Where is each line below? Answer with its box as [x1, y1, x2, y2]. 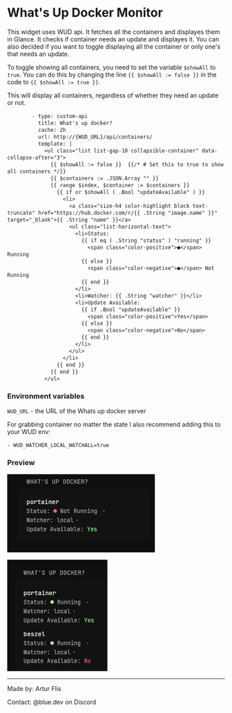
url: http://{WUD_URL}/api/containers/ [37, 133, 153, 140]
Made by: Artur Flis [7, 684, 61, 692]
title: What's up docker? [37, 120, 113, 126]
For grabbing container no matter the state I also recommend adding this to [7, 420, 221, 429]
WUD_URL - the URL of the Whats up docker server [7, 407, 146, 415]
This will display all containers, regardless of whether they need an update [7, 91, 219, 99]
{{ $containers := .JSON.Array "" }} [50, 175, 159, 182]
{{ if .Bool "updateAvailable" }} [81, 306, 181, 313]
